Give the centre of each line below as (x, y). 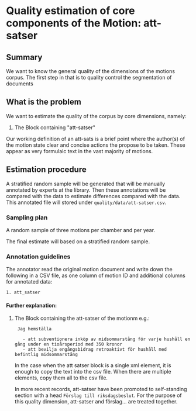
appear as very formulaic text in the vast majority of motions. (80, 151)
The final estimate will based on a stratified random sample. (78, 241)
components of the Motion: (74, 23)
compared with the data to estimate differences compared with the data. (93, 196)
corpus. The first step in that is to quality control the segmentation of (89, 77)
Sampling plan (27, 217)
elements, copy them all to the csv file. (61, 378)
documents (20, 84)
